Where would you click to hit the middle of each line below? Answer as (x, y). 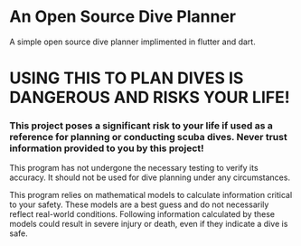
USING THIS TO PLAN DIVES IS (127, 78)
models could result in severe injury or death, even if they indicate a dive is (149, 224)
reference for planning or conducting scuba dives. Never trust (148, 137)
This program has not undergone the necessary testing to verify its (134, 168)
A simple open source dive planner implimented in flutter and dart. (132, 42)
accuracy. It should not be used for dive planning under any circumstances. (150, 177)
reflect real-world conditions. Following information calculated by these (142, 214)
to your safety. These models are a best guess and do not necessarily (139, 204)
